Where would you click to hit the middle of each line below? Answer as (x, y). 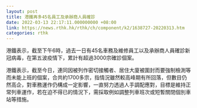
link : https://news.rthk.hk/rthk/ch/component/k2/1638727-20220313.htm (95, 28)
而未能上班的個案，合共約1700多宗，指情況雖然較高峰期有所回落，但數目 (94, 78)
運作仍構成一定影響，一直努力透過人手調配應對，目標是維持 (114, 85)
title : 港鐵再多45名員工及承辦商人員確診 (51, 17)
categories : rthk (27, 33)
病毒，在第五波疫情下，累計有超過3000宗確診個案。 (74, 58)
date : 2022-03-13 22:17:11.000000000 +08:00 (61, 22)
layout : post (22, 11)
